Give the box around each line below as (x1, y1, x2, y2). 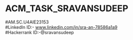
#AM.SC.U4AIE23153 (5, 19, 49, 25)
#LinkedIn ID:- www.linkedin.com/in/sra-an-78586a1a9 (5, 24, 118, 30)
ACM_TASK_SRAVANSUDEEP (5, 3, 129, 14)
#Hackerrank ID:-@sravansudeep (5, 29, 74, 35)
